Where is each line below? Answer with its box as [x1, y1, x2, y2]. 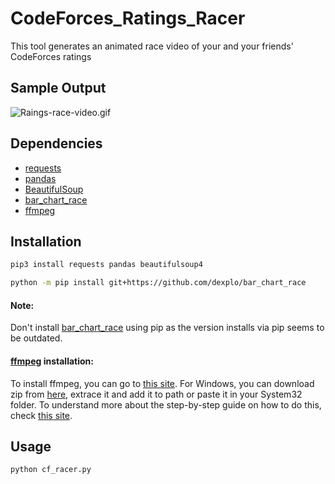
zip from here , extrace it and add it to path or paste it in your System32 [10, 388, 303, 400]
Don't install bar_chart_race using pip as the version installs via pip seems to [10, 322, 325, 334]
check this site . [10, 409, 73, 421]
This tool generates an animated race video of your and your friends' [10, 40, 294, 52]
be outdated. [10, 332, 63, 344]
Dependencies [10, 135, 103, 152]
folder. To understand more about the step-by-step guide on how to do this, [10, 398, 322, 411]
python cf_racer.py [10, 465, 92, 475]
